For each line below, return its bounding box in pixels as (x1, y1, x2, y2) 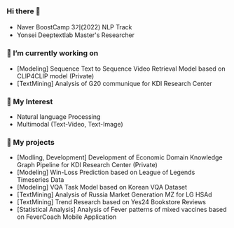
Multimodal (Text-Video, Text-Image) (16, 120, 123, 128)
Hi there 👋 (6, 6, 41, 16)
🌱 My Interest (6, 97, 53, 106)
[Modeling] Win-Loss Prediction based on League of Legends (16, 168, 195, 177)
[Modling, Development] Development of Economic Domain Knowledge (16, 153, 223, 162)
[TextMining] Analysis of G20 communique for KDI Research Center (16, 79, 212, 87)
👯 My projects (6, 137, 55, 147)
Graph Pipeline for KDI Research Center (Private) (16, 161, 158, 169)
